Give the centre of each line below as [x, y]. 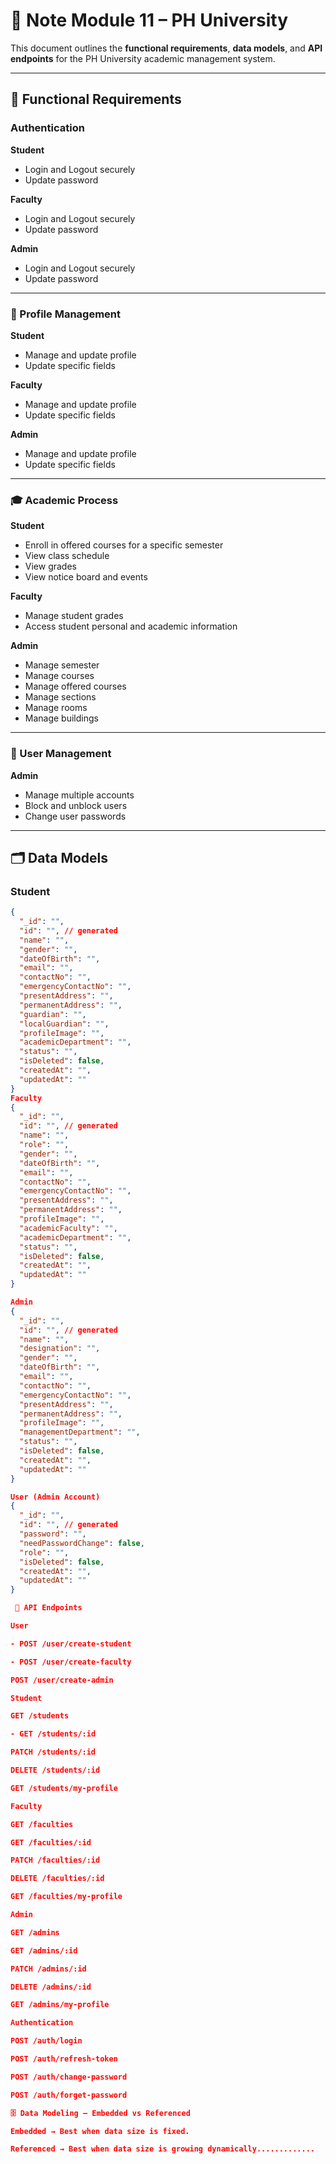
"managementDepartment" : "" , [80, 1432]
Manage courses [59, 676]
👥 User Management [61, 754]
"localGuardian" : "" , [64, 1024]
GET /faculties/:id [51, 1842]
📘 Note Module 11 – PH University [149, 20]
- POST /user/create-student [71, 1644]
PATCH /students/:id [53, 1752]
